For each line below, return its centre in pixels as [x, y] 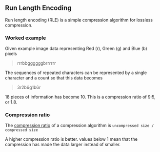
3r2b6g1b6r [29, 87]
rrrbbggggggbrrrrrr [36, 63]
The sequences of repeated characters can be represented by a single [76, 73]
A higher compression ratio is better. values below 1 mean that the [71, 139]
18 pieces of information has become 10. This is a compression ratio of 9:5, [80, 97]
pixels [11, 54]
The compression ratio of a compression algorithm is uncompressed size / [80, 126]
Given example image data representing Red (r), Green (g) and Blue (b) [76, 49]
